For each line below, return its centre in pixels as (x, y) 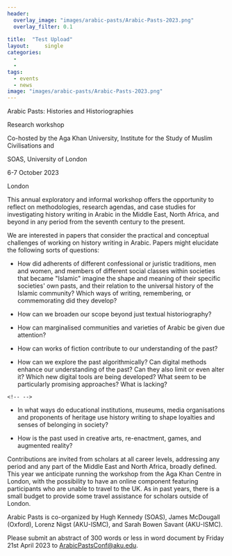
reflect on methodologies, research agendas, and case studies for (101, 207)
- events (26, 78)
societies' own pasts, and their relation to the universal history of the (115, 286)
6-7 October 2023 (33, 173)
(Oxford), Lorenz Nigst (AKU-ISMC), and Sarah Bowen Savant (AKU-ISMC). (115, 525)
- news (23, 85)
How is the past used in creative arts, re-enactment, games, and (109, 438)
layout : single (35, 46)
